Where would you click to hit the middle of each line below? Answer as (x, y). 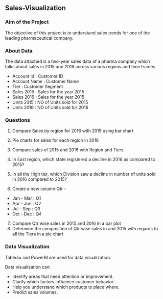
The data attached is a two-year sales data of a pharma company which (78, 61)
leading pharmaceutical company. (39, 38)
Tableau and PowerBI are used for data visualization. (58, 257)
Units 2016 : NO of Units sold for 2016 (50, 107)
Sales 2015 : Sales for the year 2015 (48, 92)
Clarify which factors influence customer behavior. (63, 281)
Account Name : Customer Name (46, 81)
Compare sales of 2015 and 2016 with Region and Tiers (68, 150)
